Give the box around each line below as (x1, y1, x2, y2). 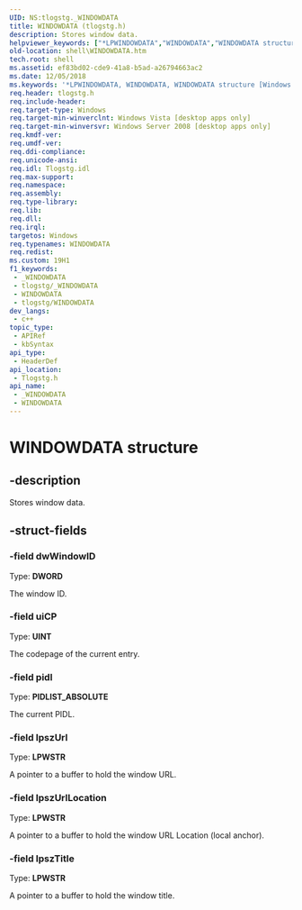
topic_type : (9, 323, 54, 332)
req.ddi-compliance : (9, 147, 87, 156)
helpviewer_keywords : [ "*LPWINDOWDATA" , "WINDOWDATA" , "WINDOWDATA (9, 38, 259, 48)
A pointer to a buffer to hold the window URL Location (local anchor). (9, 830, 265, 841)
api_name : (9, 382, 47, 391)
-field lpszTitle (9, 852, 75, 865)
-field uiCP (9, 610, 58, 623)
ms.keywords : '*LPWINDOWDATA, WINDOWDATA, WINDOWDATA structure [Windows (9, 80, 292, 89)
